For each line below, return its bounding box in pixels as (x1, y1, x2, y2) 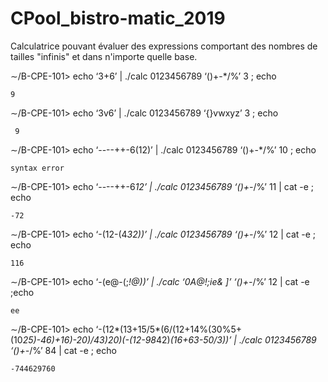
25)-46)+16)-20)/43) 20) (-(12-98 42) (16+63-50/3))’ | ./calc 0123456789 (22, 333, 317, 346)
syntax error (10, 163, 65, 173)
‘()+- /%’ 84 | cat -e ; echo (10, 344, 117, 356)
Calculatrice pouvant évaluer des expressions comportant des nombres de (10, 40, 318, 52)
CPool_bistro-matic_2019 (10, 7, 226, 30)
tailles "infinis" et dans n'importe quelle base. (10, 50, 198, 62)
